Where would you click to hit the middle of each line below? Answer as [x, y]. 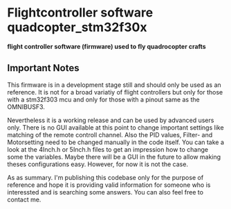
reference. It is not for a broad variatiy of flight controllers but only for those [115, 92]
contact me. [24, 199]
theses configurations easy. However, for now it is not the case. [98, 164]
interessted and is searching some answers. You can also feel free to [105, 192]
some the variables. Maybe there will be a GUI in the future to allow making [114, 157]
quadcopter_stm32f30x [77, 27]
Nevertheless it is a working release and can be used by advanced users [111, 120]
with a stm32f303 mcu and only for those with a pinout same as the [103, 99]
